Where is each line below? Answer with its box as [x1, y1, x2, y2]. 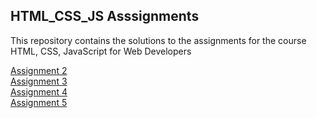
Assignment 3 [10, 75, 68, 87]
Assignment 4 [10, 85, 68, 98]
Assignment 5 [10, 96, 68, 108]
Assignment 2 [10, 64, 68, 76]
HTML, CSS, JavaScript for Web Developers [10, 45, 192, 57]
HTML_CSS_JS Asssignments [10, 8, 200, 25]
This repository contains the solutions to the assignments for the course [10, 34, 307, 46]
